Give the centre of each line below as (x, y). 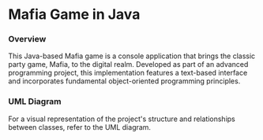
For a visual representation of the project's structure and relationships (122, 119)
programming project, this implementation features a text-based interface (128, 73)
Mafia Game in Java (74, 15)
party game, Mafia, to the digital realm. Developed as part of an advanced (128, 64)
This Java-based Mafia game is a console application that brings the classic (132, 56)
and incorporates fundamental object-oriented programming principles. (124, 81)
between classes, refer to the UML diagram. (80, 127)
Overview (27, 39)
